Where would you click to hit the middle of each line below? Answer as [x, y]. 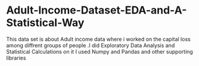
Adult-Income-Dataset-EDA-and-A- [97, 10]
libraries [16, 58]
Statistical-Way [45, 23]
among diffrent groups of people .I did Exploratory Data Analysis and [91, 45]
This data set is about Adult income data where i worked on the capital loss [98, 39]
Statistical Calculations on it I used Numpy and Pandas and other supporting [100, 51]
